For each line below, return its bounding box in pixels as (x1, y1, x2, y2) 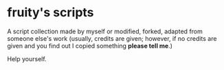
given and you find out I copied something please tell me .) (7, 41, 173, 50)
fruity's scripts (7, 5, 94, 20)
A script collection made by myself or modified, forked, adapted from (7, 27, 203, 35)
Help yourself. (7, 54, 47, 63)
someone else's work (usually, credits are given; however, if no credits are (7, 34, 217, 42)
